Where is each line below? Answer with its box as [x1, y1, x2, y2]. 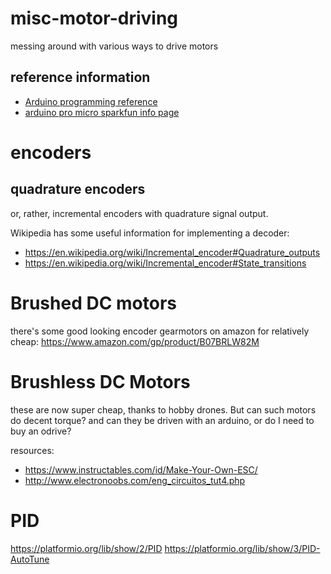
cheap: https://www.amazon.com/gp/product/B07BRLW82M [10, 335, 260, 347]
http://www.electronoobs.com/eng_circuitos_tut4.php [24, 474, 246, 486]
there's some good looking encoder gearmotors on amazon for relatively [10, 325, 310, 337]
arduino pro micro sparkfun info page [24, 106, 180, 118]
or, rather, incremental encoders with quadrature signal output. [10, 207, 269, 219]
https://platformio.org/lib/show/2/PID [10, 542, 163, 554]
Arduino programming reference [24, 95, 158, 107]
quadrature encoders [10, 181, 146, 198]
